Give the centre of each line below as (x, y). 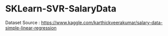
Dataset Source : (23, 22)
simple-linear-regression (31, 27)
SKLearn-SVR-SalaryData (61, 9)
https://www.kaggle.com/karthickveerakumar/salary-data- (102, 22)
